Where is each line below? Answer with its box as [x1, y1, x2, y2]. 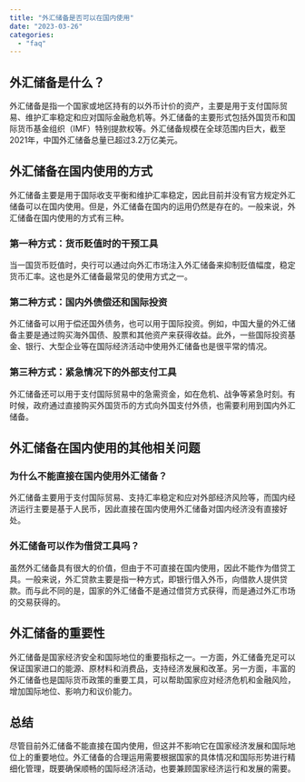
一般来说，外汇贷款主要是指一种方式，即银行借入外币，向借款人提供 [25, 574, 280, 585]
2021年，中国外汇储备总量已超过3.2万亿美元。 [9, 135, 183, 145]
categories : [9, 30, 54, 39]
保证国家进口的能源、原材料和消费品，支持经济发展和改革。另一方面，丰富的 [9, 663, 296, 674]
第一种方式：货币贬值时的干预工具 [9, 237, 159, 250]
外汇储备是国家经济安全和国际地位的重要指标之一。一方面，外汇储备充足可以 [9, 651, 296, 662]
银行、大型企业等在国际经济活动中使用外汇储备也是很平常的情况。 [25, 341, 272, 352]
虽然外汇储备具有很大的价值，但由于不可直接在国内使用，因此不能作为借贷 [9, 562, 288, 573]
